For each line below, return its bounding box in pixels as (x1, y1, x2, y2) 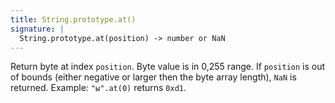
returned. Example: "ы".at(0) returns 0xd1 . (10, 82, 187, 94)
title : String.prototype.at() (10, 14, 137, 25)
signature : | (10, 24, 65, 34)
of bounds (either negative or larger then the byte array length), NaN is (10, 71, 297, 83)
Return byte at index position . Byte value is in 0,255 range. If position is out (10, 61, 326, 73)
